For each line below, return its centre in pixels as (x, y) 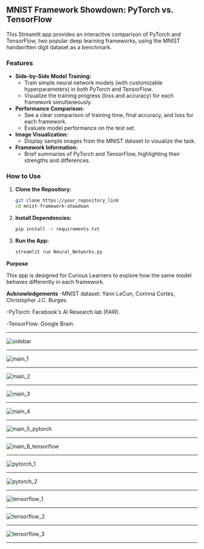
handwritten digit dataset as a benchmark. (59, 47)
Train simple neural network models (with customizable (93, 83)
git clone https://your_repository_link (67, 200)
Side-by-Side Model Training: (53, 76)
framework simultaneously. (58, 102)
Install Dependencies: (43, 218)
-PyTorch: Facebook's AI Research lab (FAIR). (63, 312)
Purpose (17, 263)
